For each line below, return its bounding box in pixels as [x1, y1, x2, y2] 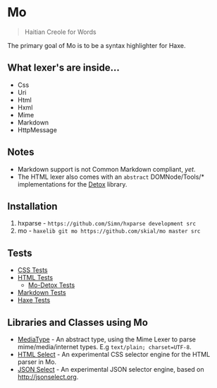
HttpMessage [17, 125, 58, 134]
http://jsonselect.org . [17, 372, 79, 381]
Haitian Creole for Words [24, 28, 97, 36]
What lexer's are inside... [7, 61, 120, 74]
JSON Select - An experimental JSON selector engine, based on [17, 365, 204, 373]
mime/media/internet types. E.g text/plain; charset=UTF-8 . [17, 343, 192, 351]
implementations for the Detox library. [17, 180, 128, 188]
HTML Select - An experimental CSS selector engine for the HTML [17, 351, 211, 358]
